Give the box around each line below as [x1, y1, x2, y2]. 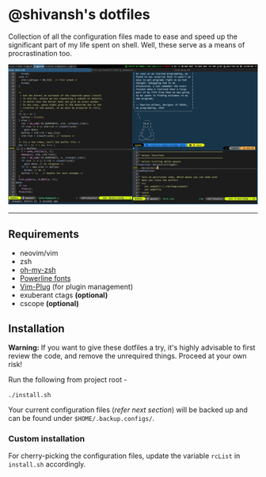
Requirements [8, 227, 79, 240]
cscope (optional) [19, 299, 79, 309]
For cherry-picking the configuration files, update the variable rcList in [8, 451, 241, 460]
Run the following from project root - [8, 375, 127, 384]
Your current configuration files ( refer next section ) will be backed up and [8, 405, 248, 415]
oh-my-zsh [19, 265, 57, 274]
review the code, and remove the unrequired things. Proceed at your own [8, 351, 247, 361]
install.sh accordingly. [8, 460, 86, 469]
